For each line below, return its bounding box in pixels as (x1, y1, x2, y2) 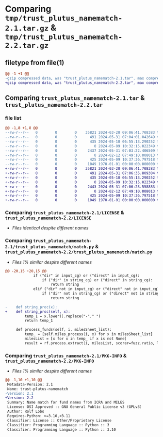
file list (5, 114, 22, 121)
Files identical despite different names (12, 225, 89, 231)
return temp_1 (24, 318, 53, 323)
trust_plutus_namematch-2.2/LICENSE (5, 215, 92, 221)
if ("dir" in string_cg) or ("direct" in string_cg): (42, 277, 153, 282)
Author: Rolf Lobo (7, 409, 45, 414)
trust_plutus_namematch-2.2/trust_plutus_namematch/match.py (5, 249, 153, 255)
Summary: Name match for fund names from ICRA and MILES (7, 400, 125, 405)
